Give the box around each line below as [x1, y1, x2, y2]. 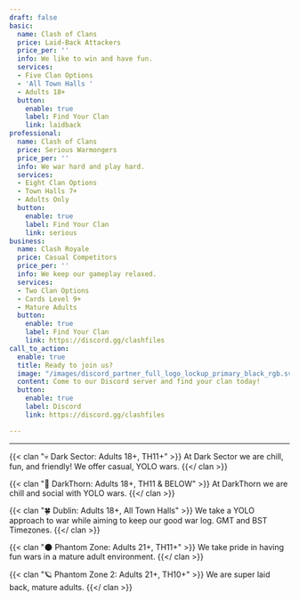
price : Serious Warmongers [17, 145, 117, 154]
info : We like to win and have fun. [17, 54, 153, 63]
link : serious [25, 228, 77, 237]
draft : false [9, 12, 58, 22]
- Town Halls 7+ [17, 187, 77, 196]
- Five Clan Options [17, 71, 93, 80]
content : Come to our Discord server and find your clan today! [17, 378, 261, 386]
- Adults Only [17, 195, 69, 205]
